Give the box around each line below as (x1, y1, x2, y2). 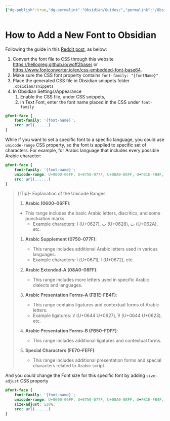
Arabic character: (5, 153, 41, 159)
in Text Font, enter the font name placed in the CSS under (20, 99, 140, 105)
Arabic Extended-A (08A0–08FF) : (25, 267, 98, 273)
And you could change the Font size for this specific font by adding (5, 372, 145, 378)
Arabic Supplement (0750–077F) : (25, 236, 97, 242)
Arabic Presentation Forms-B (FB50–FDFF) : (25, 328, 118, 334)
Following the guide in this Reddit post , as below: (5, 46, 107, 52)
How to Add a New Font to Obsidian (5, 29, 157, 41)
